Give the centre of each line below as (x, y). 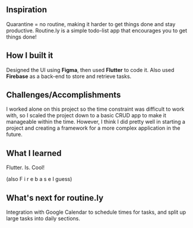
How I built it (30, 56)
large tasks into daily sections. (43, 218)
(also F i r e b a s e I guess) (39, 179)
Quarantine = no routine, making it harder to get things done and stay (91, 24)
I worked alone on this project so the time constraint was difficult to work (95, 109)
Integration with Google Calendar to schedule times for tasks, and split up (96, 212)
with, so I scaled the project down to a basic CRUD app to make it (86, 115)
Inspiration (27, 10)
